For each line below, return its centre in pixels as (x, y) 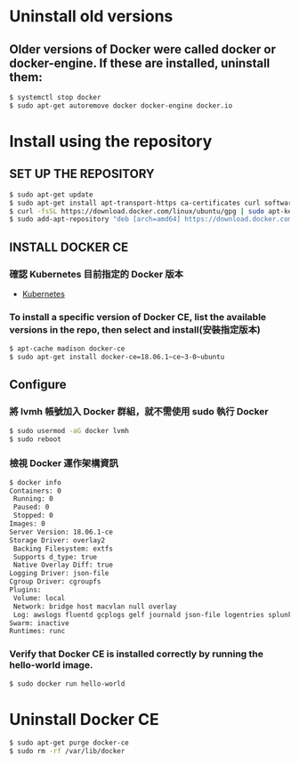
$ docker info (36, 482)
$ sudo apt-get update (51, 194)
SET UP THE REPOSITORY (82, 174)
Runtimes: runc (37, 631)
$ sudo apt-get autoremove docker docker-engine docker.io (121, 105)
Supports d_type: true (55, 557)
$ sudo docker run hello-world (67, 684)
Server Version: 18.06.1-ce (61, 532)
